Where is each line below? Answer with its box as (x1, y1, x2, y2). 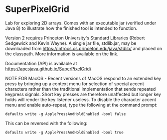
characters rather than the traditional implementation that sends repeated (5, 86, 156, 92)
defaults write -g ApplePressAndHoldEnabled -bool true (5, 130, 124, 135)
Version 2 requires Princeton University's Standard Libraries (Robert (5, 35, 145, 41)
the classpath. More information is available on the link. (5, 51, 119, 57)
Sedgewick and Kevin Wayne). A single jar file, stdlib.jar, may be (5, 40, 137, 46)
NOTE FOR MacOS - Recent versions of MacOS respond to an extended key (5, 75, 162, 81)
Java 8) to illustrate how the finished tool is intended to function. (5, 25, 138, 31)
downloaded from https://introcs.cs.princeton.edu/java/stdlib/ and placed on (5, 45, 163, 51)
